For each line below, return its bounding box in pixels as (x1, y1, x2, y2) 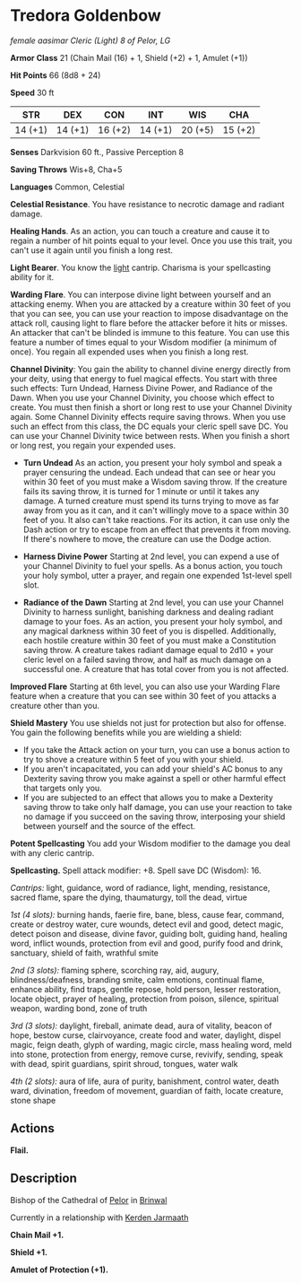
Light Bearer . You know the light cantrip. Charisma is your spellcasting (10, 262, 271, 273)
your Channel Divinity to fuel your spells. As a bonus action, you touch (22, 560, 283, 571)
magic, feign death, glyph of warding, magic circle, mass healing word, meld (10, 1039, 292, 1050)
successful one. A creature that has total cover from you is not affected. (22, 663, 289, 674)
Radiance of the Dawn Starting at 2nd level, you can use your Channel (22, 597, 285, 607)
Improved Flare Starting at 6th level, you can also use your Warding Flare (10, 681, 280, 692)
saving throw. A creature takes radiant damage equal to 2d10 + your (22, 644, 274, 655)
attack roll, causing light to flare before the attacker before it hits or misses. (10, 318, 288, 328)
